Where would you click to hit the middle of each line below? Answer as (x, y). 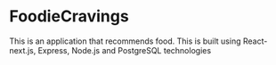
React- (255, 41)
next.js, (23, 50)
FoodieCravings (69, 16)
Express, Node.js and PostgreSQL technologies (125, 50)
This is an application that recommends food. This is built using (125, 41)
